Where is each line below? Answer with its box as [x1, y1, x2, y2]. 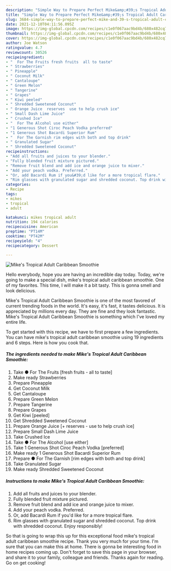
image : [6, 26, 20, 31]
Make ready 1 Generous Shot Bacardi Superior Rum [13, 450, 121, 456]
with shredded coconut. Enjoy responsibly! [13, 523, 103, 529]
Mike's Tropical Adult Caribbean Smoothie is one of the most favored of [6, 297, 156, 304]
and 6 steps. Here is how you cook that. [6, 340, 89, 346]
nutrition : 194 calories [6, 219, 58, 225]
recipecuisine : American [6, 224, 58, 229]
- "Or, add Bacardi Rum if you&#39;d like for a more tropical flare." [6, 173, 160, 178]
